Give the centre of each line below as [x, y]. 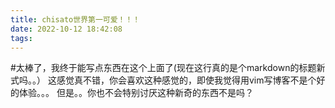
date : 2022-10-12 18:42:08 [66, 29]
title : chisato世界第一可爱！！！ [75, 19]
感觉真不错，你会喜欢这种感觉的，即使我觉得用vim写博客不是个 [186, 80]
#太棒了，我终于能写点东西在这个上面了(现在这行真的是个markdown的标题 [163, 68]
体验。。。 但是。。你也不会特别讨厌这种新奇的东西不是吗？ [136, 93]
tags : [21, 38]
